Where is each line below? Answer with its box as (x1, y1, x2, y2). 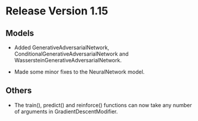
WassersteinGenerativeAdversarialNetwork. (14, 57, 122, 63)
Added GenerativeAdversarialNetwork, (14, 44, 110, 51)
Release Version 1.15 (5, 4, 109, 18)
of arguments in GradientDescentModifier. (14, 108, 118, 115)
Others (5, 86, 32, 96)
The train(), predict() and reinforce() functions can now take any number (14, 101, 192, 108)
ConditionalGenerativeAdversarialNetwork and (14, 50, 129, 58)
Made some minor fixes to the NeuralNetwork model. (14, 68, 145, 75)
